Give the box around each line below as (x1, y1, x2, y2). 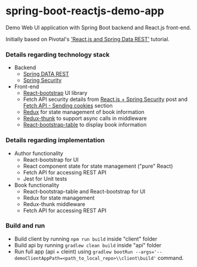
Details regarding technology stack (5, 50, 110, 59)
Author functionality (14, 149, 63, 156)
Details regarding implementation (5, 136, 105, 145)
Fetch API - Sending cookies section (23, 102, 113, 109)
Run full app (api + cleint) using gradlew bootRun (14, 248, 133, 255)
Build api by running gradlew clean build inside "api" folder (14, 241, 162, 248)
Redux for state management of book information (23, 109, 144, 116)
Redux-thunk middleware (23, 200, 85, 207)
